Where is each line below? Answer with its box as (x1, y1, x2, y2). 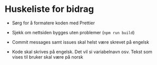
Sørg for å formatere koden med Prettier (12, 20, 95, 26)
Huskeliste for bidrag (5, 3, 94, 15)
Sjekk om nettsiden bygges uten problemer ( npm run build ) (12, 29, 135, 35)
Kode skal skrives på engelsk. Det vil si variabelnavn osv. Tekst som (12, 49, 152, 55)
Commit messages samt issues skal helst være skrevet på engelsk (12, 39, 149, 45)
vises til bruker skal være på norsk (12, 54, 83, 60)
